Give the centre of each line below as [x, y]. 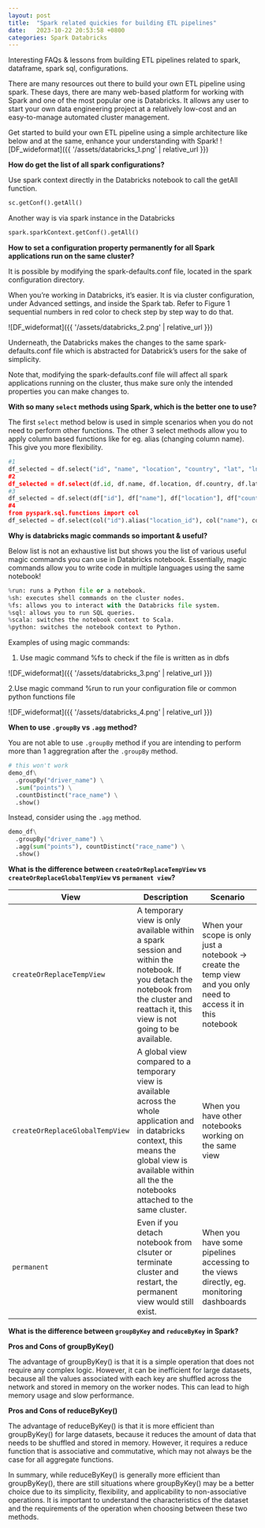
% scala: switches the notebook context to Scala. [91, 620]
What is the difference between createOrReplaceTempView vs [107, 869]
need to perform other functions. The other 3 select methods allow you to [128, 430]
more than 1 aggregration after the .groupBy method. [93, 751]
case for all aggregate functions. [61, 1459]
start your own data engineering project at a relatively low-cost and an [122, 109]
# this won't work [38, 766]
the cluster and [165, 999]
